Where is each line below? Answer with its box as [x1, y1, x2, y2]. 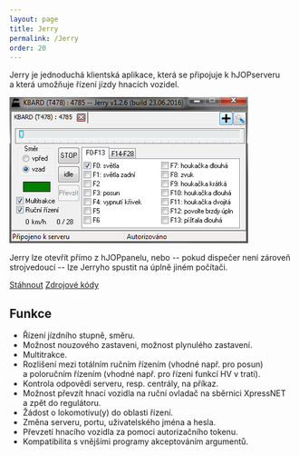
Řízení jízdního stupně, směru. [22, 330, 136, 341]
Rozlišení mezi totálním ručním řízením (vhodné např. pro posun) [22, 359, 264, 370]
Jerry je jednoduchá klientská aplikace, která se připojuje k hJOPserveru [9, 69, 281, 81]
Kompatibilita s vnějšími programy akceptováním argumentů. [22, 436, 249, 447]
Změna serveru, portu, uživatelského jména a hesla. [22, 417, 217, 428]
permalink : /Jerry [9, 34, 79, 43]
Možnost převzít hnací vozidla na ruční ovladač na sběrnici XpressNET [22, 388, 287, 399]
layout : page [9, 15, 59, 24]
